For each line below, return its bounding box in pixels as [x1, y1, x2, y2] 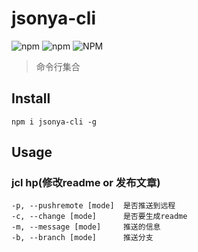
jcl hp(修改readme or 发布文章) [11, 176, 161, 190]
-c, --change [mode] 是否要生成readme [11, 212, 188, 222]
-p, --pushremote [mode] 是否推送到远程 [11, 201, 176, 211]
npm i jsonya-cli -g [11, 117, 98, 127]
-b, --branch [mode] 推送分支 [11, 233, 154, 243]
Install [11, 90, 51, 107]
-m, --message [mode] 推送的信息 [11, 222, 161, 232]
